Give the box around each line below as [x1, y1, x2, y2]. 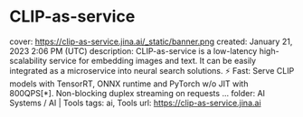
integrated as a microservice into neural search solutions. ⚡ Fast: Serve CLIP [9, 65, 295, 76]
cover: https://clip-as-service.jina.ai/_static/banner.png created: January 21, [9, 36, 293, 47]
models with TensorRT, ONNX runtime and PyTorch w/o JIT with [9, 78, 249, 89]
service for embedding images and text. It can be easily [49, 55, 256, 66]
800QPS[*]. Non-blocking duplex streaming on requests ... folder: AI [9, 87, 265, 98]
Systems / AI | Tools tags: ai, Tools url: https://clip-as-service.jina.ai [9, 97, 261, 108]
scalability [9, 55, 48, 66]
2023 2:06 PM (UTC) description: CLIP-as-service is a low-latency [9, 45, 258, 56]
